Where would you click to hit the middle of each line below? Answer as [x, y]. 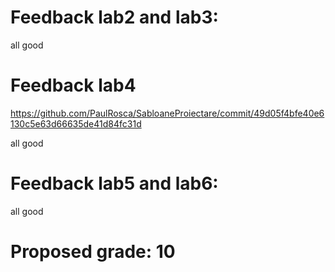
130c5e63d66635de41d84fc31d [76, 123]
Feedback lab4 [73, 85]
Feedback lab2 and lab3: [114, 17]
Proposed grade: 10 [93, 252]
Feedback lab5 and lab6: [114, 183]
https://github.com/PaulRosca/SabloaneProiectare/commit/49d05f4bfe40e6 [167, 113]
